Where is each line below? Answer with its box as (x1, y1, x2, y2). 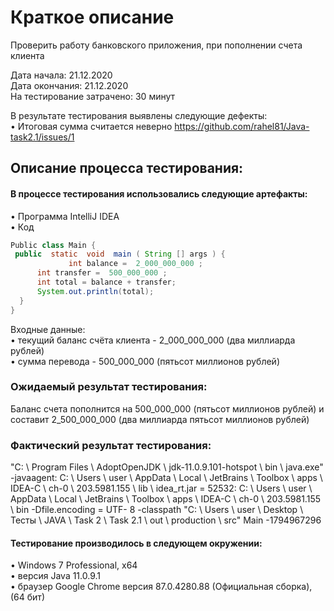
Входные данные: (10, 323, 86, 335)
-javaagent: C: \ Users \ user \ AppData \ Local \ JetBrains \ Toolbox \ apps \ (10, 472, 323, 484)
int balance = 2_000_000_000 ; (68, 259, 203, 269)
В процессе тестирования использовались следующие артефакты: (10, 187, 308, 200)
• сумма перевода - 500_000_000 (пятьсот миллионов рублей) (10, 355, 280, 367)
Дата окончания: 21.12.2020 (10, 79, 129, 91)
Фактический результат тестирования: (10, 438, 212, 452)
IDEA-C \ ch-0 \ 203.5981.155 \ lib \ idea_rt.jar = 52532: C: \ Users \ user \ (10, 482, 313, 495)
